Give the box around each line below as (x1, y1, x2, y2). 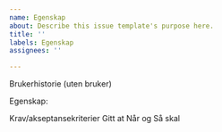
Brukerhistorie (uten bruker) (9, 78, 112, 89)
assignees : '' (9, 46, 63, 55)
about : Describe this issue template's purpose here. (9, 21, 215, 30)
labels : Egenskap (9, 37, 74, 47)
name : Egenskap (9, 12, 66, 22)
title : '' (9, 29, 47, 38)
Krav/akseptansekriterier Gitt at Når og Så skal (9, 113, 181, 124)
